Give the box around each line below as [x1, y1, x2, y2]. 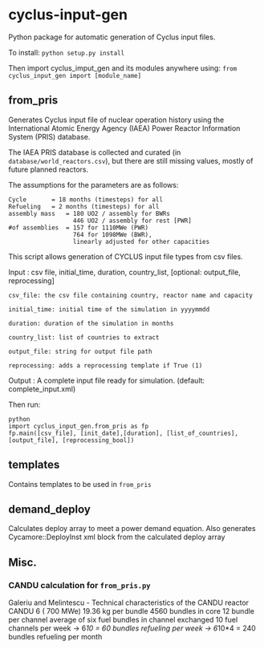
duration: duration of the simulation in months [8, 319, 174, 327]
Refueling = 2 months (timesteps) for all [8, 202, 160, 210]
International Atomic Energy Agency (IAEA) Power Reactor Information [8, 123, 241, 133]
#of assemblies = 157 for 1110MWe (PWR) [8, 223, 149, 232]
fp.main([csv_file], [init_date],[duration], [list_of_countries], [8, 429, 239, 437]
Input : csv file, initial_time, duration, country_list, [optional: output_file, [8, 267, 241, 277]
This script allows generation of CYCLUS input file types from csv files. [8, 251, 243, 262]
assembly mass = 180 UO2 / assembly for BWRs [8, 209, 171, 217]
